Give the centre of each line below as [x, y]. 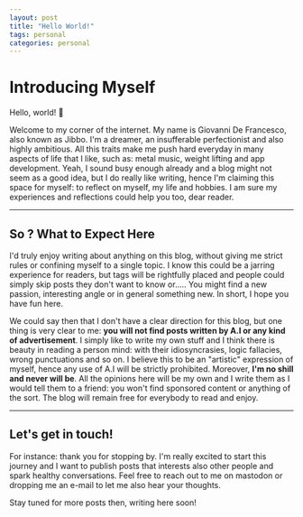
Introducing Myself [83, 88]
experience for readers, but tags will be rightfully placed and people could [147, 275]
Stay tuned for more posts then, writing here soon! [103, 503]
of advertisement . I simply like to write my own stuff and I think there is [142, 340]
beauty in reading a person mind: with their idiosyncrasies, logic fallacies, [146, 350]
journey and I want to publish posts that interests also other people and [142, 466]
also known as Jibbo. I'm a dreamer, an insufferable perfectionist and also [147, 140]
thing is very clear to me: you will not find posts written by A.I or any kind [147, 331]
